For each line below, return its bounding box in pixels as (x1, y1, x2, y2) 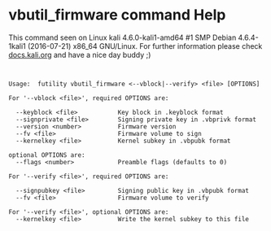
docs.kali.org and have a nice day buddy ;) (8, 50, 151, 59)
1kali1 (8, 41, 26, 50)
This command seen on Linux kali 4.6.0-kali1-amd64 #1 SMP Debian (8, 33, 237, 42)
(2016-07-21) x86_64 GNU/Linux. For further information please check (27, 41, 263, 50)
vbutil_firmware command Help (8, 6, 226, 24)
